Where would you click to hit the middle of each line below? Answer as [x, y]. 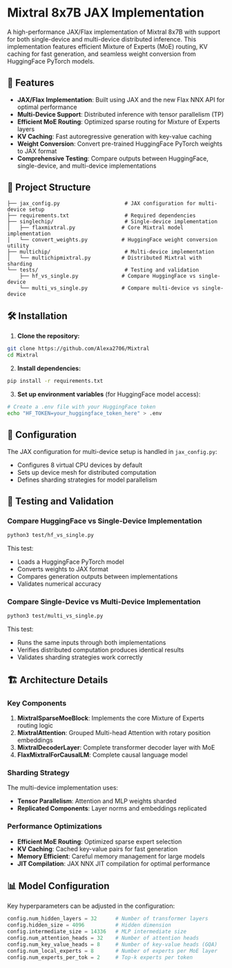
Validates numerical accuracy [59, 584]
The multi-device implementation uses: [63, 788]
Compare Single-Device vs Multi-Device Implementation [104, 602]
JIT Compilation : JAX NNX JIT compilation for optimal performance [114, 863]
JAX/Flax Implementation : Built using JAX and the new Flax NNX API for [121, 99]
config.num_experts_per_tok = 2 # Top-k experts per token [100, 957]
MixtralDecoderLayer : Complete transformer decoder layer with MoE [116, 747]
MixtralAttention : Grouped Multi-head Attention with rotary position [114, 732]
